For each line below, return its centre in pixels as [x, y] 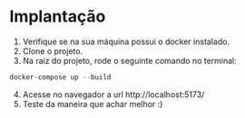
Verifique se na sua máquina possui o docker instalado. [126, 41]
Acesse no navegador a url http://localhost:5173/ [113, 94]
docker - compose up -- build [60, 77]
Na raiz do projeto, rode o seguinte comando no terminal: [130, 60]
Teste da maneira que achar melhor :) [93, 104]
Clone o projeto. [53, 50]
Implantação [58, 17]
